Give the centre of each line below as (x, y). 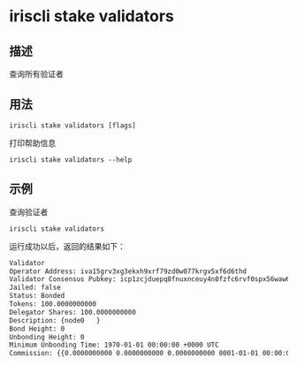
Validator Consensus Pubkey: (63, 279)
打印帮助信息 (32, 142)
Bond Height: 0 (37, 329)
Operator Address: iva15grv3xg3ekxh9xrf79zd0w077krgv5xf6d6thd (128, 271)
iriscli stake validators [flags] (73, 126)
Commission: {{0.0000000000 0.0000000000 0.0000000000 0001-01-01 (134, 354)
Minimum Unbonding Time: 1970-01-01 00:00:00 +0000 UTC (114, 345)
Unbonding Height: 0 (47, 337)
